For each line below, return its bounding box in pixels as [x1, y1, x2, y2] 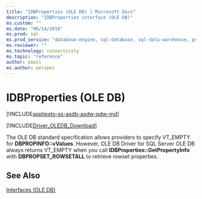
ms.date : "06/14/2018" [6, 25, 63, 32]
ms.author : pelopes [6, 64, 55, 71]
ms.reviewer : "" [6, 43, 47, 49]
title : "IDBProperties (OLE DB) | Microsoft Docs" [6, 8, 136, 15]
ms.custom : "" [6, 20, 42, 26]
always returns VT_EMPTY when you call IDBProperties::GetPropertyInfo [6, 147, 190, 154]
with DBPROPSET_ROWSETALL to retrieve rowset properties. [6, 153, 159, 160]
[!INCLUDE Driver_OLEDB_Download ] [6, 122, 97, 129]
